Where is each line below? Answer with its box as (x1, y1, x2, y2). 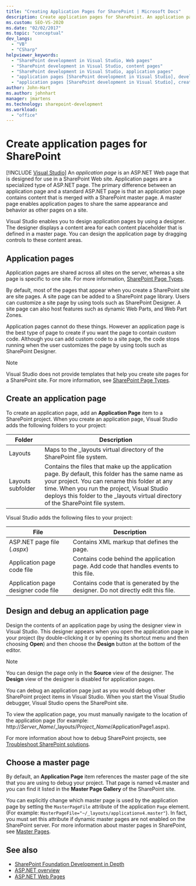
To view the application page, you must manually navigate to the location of (6, 710, 188, 718)
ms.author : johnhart (6, 90, 57, 96)
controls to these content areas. (6, 237, 83, 244)
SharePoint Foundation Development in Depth (14, 861, 124, 868)
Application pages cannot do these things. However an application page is (6, 323, 185, 330)
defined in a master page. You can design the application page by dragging (6, 230, 187, 237)
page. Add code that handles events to (72, 562, 179, 570)
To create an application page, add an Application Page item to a (6, 409, 163, 416)
